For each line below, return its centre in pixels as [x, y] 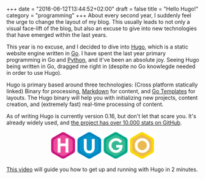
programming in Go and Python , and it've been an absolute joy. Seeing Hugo [103, 60]
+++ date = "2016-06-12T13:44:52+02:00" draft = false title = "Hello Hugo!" [102, 9]
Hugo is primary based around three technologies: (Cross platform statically [102, 85]
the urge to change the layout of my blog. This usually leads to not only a [98, 22]
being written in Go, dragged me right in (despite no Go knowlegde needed [101, 66]
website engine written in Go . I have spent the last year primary [86, 53]
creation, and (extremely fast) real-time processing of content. [85, 104]
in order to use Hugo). [34, 73]
